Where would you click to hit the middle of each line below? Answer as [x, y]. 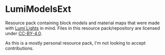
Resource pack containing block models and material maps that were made [82, 23]
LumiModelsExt [38, 9]
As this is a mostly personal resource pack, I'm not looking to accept [76, 43]
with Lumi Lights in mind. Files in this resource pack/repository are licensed [83, 28]
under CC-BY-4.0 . [24, 33]
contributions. [19, 48]
